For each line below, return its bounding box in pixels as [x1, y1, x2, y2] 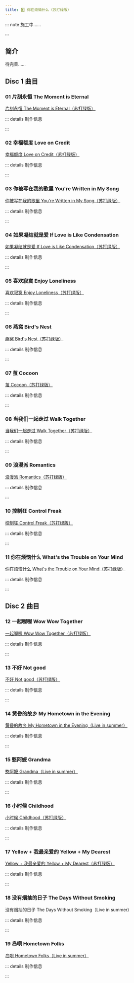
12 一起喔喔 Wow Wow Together [5, 618, 83, 625]
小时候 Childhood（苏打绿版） [5, 814, 67, 820]
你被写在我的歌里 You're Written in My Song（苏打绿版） [5, 197, 121, 204]
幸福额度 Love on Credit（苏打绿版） [5, 151, 80, 157]
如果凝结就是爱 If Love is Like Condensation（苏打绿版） [5, 244, 120, 250]
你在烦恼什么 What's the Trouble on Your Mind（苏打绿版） [5, 566, 126, 572]
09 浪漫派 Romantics [5, 461, 56, 468]
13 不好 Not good [5, 664, 46, 671]
